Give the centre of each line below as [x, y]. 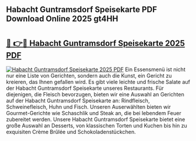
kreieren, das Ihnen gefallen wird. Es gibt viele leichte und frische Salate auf [98, 82]
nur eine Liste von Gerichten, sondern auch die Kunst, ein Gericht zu [89, 75]
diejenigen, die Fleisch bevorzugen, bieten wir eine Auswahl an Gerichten [95, 94]
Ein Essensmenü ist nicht [155, 69]
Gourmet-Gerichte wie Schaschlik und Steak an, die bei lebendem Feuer [94, 113]
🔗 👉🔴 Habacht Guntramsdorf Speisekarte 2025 [96, 43]
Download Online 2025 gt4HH [62, 19]
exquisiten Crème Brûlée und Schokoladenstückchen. [71, 132]
